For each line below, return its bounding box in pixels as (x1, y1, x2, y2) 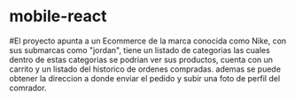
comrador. (9, 82, 47, 93)
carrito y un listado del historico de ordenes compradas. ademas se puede (9, 64, 282, 74)
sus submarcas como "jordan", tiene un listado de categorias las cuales (9, 44, 270, 55)
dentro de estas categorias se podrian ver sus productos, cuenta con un (9, 54, 273, 65)
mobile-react (9, 6, 107, 27)
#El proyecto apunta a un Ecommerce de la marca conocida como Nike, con (9, 35, 287, 46)
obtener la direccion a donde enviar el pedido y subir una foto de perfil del (9, 73, 281, 83)
